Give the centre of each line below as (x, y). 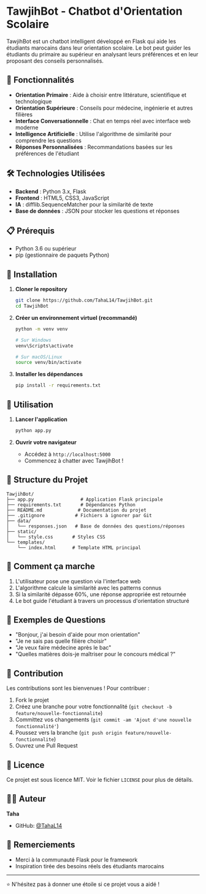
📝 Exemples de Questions (56, 620)
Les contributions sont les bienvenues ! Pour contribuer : (78, 688)
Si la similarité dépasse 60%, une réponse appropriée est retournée (101, 594)
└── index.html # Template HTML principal (79, 547)
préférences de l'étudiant (47, 153)
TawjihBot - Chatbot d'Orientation (94, 11)
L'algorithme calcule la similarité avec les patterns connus (88, 588)
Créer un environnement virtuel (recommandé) (76, 317)
